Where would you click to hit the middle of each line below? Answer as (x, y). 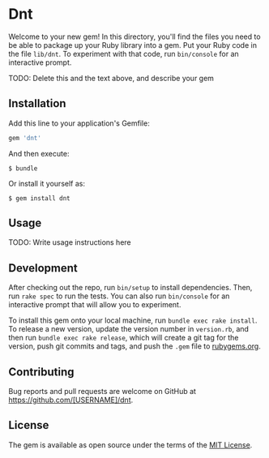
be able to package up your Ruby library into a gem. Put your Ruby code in (133, 45)
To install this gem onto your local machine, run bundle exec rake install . (133, 320)
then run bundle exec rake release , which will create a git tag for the (124, 338)
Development (43, 268)
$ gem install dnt (39, 198)
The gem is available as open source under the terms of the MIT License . (130, 445)
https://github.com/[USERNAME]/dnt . (71, 400)
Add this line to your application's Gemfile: (79, 123)
